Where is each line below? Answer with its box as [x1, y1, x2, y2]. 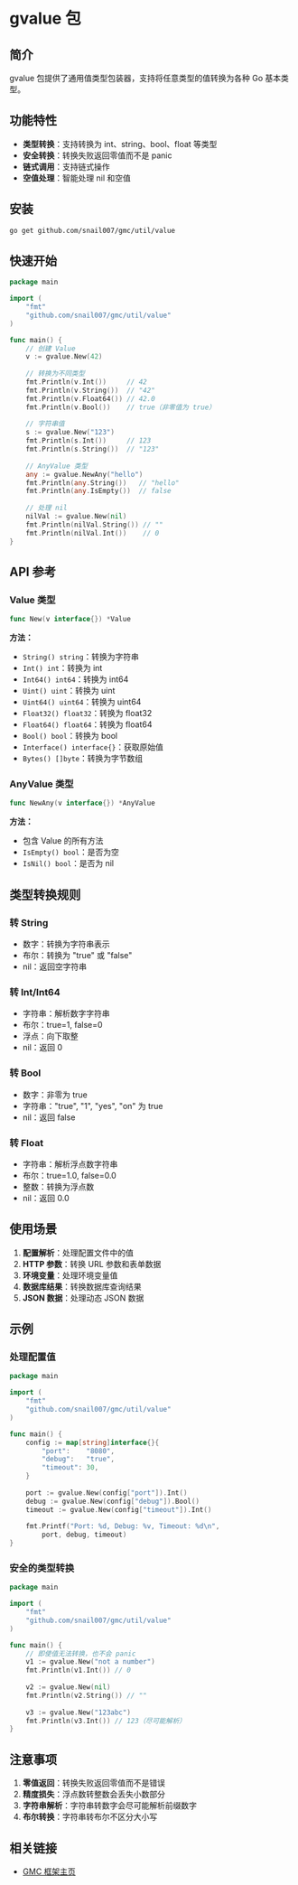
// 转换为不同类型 [25, 369, 86, 378]
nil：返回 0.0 [22, 1192, 70, 1203]
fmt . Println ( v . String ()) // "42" [25, 386, 155, 395]
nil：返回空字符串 [22, 961, 88, 972]
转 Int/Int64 [9, 985, 61, 998]
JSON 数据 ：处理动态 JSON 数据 [22, 1292, 144, 1303]
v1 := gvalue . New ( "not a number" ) [25, 1657, 155, 1666]
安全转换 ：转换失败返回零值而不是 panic [22, 150, 172, 161]
